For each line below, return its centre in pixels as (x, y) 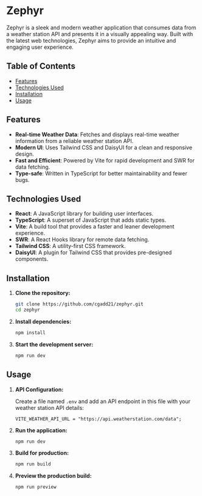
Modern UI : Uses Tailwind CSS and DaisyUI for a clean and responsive (104, 147)
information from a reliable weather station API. (74, 140)
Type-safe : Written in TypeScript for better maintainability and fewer (101, 173)
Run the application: (41, 430)
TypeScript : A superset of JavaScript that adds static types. (91, 220)
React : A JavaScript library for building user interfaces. (84, 214)
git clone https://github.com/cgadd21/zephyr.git (79, 304)
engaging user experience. (40, 47)
